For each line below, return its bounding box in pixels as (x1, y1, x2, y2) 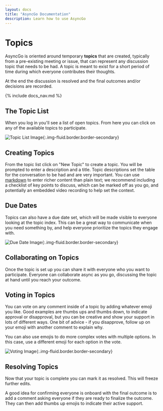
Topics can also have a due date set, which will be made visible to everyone (5, 214, 157, 220)
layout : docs (5, 7, 32, 12)
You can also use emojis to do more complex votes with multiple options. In (5, 334, 156, 340)
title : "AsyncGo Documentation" (5, 12, 71, 17)
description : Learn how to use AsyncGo (5, 16, 86, 21)
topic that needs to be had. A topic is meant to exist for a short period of (5, 64, 150, 70)
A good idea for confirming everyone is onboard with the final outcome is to (5, 390, 157, 396)
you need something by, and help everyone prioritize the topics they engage (5, 224, 158, 230)
